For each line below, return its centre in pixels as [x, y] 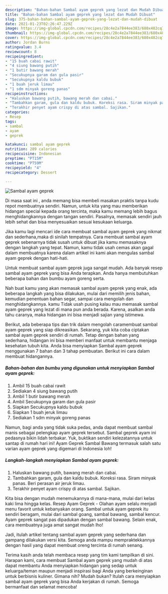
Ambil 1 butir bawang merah [41, 396]
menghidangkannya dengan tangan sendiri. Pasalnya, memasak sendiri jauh [83, 217]
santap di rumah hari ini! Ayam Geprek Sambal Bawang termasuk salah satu [83, 443]
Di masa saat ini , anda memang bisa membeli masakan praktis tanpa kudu [82, 201]
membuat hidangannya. [29, 356]
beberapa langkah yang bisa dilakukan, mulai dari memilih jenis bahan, [78, 294]
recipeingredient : [24, 56]
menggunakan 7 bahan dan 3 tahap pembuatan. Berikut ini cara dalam [77, 351]
